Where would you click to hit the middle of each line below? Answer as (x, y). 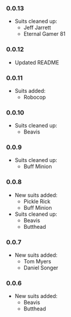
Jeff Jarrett (37, 27)
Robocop (35, 97)
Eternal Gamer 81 (44, 34)
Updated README (37, 62)
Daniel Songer (41, 268)
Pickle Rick (37, 201)
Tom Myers (37, 262)
